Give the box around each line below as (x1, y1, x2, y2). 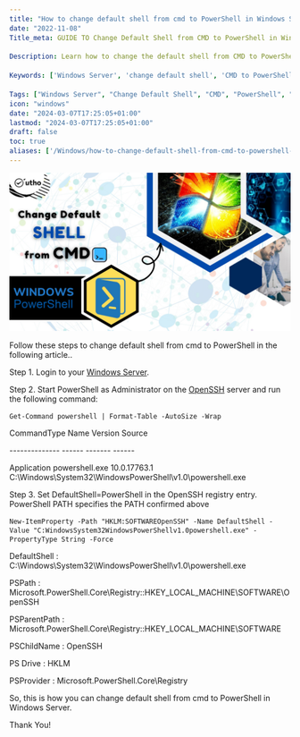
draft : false (9, 128, 58, 137)
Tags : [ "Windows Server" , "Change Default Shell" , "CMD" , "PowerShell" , (9, 89, 286, 98)
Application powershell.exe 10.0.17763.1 (9, 462, 154, 473)
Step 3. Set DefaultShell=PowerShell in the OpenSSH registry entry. (9, 489, 257, 500)
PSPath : (9, 578, 41, 589)
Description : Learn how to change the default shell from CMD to (9, 52, 257, 62)
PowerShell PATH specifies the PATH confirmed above (9, 499, 210, 510)
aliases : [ (9, 147, 50, 156)
